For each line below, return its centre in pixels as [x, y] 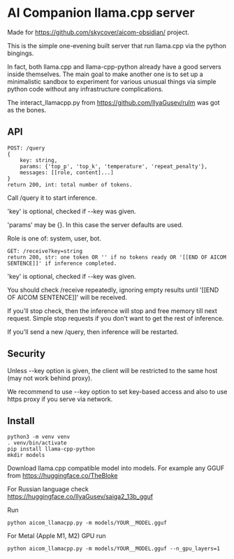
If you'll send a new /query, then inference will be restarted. [93, 332]
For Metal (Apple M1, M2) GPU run [57, 536]
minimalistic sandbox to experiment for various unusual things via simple [112, 81]
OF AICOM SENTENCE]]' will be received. [67, 297]
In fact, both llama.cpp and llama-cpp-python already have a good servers [114, 66]
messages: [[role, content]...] [67, 173]
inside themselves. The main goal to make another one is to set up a [105, 74]
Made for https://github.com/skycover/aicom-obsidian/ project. [98, 32]
